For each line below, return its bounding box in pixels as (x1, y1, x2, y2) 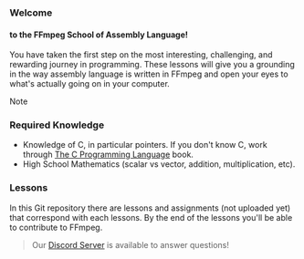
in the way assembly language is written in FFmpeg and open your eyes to (9, 68, 289, 79)
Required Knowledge (9, 119, 105, 131)
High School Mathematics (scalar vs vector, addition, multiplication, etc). (22, 159, 296, 170)
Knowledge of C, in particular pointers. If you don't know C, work (22, 140, 267, 150)
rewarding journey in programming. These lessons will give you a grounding (9, 59, 295, 70)
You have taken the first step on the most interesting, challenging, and (9, 49, 273, 60)
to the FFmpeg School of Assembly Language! (9, 29, 189, 40)
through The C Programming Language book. (22, 149, 194, 161)
